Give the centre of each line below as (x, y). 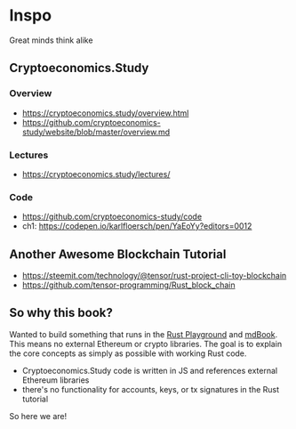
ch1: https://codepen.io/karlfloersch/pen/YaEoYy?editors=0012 (137, 226)
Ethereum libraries (56, 380)
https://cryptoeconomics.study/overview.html (105, 113)
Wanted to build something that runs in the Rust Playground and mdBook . (144, 334)
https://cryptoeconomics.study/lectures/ (96, 174)
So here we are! (38, 416)
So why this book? (61, 313)
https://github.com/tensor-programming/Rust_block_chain (128, 285)
